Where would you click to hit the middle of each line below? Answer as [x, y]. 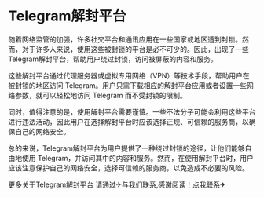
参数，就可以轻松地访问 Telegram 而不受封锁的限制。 [101, 95]
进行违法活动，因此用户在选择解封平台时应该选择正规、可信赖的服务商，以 [128, 122]
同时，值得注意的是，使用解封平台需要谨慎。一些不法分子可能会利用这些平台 [132, 111]
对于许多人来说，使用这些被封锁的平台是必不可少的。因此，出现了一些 [135, 49]
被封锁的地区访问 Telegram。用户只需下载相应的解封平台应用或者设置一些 [128, 85]
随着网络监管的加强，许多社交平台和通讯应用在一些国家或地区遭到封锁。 [125, 39]
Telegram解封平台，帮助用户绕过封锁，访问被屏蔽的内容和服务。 [113, 59]
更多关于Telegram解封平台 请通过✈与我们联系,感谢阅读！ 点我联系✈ [117, 184]
